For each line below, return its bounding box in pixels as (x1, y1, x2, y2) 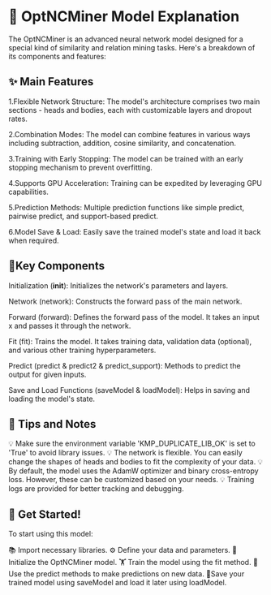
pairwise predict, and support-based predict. (8, 211, 159, 221)
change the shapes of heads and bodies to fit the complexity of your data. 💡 (8, 457, 264, 467)
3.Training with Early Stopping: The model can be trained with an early (8, 153, 243, 163)
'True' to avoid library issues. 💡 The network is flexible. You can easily (8, 448, 243, 458)
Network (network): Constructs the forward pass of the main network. (8, 296, 243, 306)
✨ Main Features (8, 75, 94, 88)
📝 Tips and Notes (8, 417, 97, 431)
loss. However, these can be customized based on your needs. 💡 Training (8, 475, 255, 485)
